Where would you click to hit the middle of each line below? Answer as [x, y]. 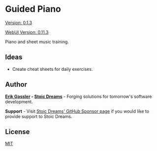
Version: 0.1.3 [19, 23]
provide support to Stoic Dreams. [39, 116]
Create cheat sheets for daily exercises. [52, 69]
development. [19, 101]
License [17, 132]
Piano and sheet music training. [37, 42]
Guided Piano [33, 9]
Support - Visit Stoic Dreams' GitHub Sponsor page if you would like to [77, 111]
